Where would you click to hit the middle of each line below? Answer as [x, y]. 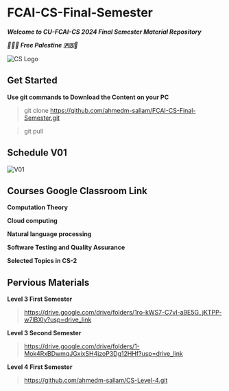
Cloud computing [33, 221]
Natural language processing [49, 234]
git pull [33, 131]
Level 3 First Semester [40, 299]
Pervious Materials [48, 283]
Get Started [32, 81]
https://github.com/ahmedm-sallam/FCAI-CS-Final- [123, 110]
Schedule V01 [37, 153]
